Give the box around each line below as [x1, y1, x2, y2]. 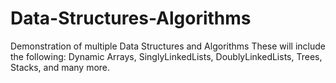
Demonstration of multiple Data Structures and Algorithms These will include [10, 40, 326, 52]
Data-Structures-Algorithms [10, 7, 252, 30]
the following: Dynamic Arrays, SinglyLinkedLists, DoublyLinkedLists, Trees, [10, 50, 323, 62]
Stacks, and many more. [10, 61, 111, 73]
